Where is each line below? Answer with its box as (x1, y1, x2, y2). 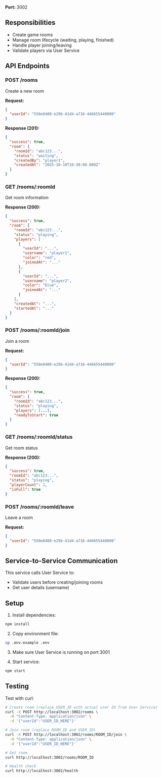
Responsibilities (5, 18, 56, 27)
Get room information (5, 195, 49, 201)
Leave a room (5, 515, 33, 520)
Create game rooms (12, 32, 53, 38)
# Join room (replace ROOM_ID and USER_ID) (5, 727, 96, 732)
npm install (5, 622, 30, 627)
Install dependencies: (12, 612, 56, 618)
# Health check (5, 764, 37, 769)
